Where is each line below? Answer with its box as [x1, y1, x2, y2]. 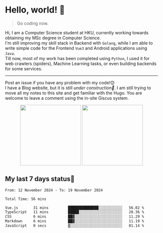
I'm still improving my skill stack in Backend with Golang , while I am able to [5, 40, 153, 46]
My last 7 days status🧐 [5, 175, 75, 183]
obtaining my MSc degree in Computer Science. [5, 35, 101, 41]
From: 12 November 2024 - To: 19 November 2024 [5, 187, 103, 193]
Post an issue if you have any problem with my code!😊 [5, 79, 115, 85]
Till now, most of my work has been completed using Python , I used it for [5, 55, 150, 61]
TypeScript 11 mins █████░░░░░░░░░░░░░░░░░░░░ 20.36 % [5, 210, 145, 215]
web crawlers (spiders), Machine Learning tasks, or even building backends [5, 61, 157, 66]
